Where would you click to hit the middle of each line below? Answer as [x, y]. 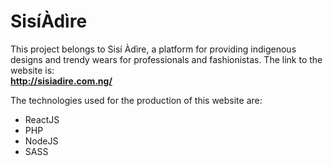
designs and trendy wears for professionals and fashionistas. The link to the [166, 59]
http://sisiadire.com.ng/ [61, 81]
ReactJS [42, 119]
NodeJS [41, 141]
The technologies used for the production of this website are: [136, 100]
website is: [32, 70]
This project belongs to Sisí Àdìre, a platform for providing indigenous [153, 49]
